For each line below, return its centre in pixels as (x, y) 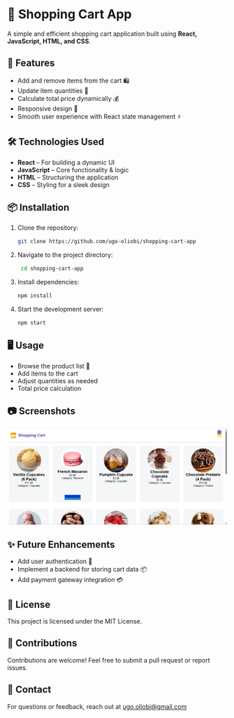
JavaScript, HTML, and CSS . (49, 41)
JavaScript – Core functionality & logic (73, 170)
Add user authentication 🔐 (55, 561)
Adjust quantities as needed (58, 380)
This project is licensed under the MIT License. (75, 621)
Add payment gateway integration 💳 (70, 580)
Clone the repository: (48, 228)
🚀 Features (31, 63)
